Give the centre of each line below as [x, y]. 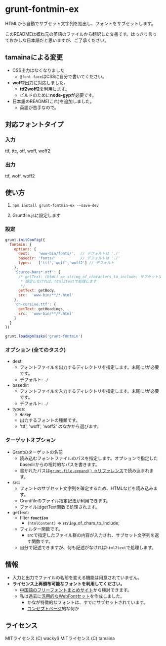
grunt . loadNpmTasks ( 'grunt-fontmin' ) [44, 336]
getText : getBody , [37, 291]
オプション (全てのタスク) [36, 350]
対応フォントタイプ [34, 125]
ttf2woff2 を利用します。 [44, 89]
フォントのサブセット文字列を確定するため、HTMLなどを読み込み [86, 488]
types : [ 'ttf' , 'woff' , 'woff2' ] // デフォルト [66, 263]
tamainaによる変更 [34, 57]
